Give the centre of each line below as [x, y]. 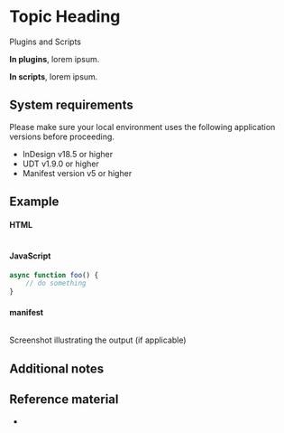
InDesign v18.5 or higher [68, 154]
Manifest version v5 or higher [77, 173]
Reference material [64, 400]
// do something [56, 283]
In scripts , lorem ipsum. [54, 76]
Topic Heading [65, 17]
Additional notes [57, 368]
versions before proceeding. [62, 136]
